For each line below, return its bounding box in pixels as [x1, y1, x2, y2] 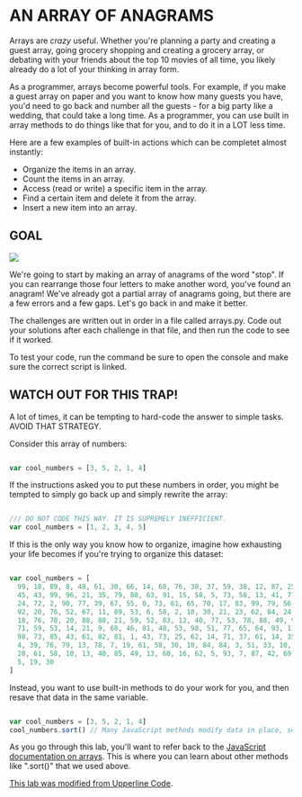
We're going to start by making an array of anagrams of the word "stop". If [9, 269, 285, 280]
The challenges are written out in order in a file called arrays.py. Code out [9, 315, 282, 326]
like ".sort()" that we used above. [9, 761, 131, 772]
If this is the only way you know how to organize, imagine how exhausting [9, 539, 282, 550]
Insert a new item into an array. [22, 201, 138, 212]
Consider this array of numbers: [9, 438, 128, 449]
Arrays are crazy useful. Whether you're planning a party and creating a [9, 35, 276, 46]
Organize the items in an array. [22, 164, 137, 175]
